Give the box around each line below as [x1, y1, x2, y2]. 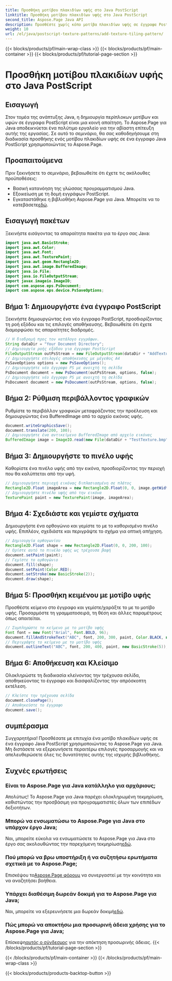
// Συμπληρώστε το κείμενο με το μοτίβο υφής [5, 625, 104, 630]
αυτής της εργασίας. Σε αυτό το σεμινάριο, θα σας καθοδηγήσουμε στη [5, 131, 159, 136]
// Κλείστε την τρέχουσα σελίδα [5, 693, 74, 698]
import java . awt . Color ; [5, 245, 56, 250]
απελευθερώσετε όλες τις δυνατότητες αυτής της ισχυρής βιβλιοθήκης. [5, 752, 161, 758]
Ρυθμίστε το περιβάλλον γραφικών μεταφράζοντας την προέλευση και [5, 407, 158, 414]
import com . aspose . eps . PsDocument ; [5, 283, 81, 288]
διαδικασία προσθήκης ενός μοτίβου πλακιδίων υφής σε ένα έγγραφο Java [5, 136, 166, 142]
